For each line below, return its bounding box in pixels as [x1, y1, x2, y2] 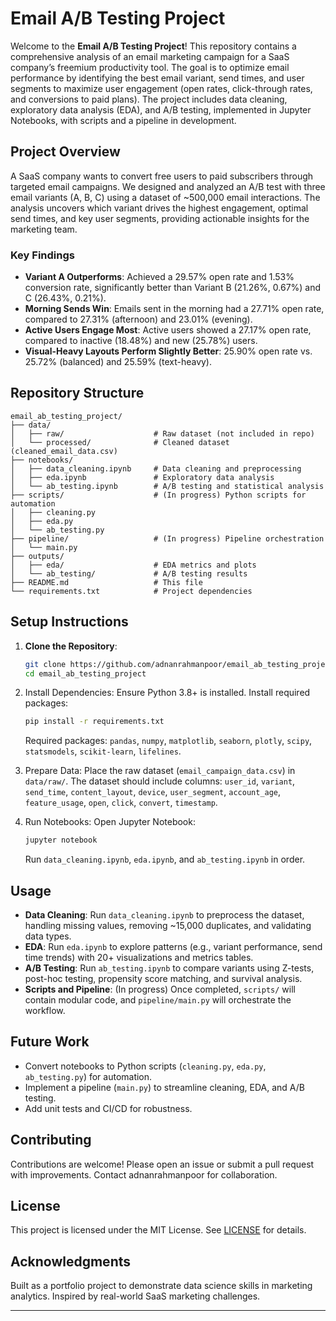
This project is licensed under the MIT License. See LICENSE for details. [10, 1224, 307, 1236]
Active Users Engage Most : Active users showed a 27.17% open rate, [24, 324, 312, 336]
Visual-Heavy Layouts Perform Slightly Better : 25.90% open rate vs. [24, 345, 313, 357]
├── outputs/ [10, 551, 65, 561]
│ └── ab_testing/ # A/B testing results [10, 568, 248, 579]
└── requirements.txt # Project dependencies [10, 586, 253, 596]
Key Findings [10, 248, 75, 262]
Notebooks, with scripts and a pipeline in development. [10, 114, 237, 126]
